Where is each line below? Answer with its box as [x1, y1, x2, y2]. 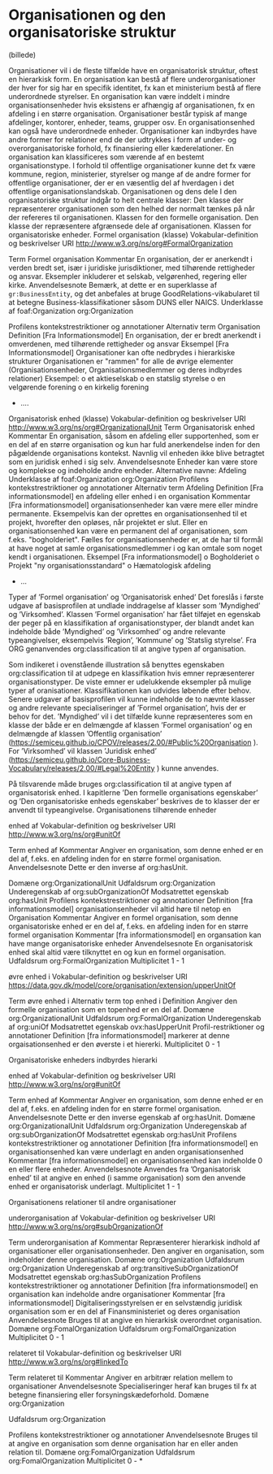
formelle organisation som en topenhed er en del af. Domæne [8, 1004, 214, 1014]
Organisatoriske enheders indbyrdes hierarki [8, 1054, 158, 1064]
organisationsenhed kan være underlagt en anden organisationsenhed [8, 1146, 244, 1156]
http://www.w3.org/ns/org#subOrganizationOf [8, 1221, 164, 1231]
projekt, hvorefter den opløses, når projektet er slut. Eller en [8, 517, 208, 527]
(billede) [8, 50, 37, 59]
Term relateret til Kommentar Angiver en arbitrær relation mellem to [8, 1372, 233, 1382]
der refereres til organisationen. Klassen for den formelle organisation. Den [8, 212, 258, 222]
